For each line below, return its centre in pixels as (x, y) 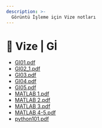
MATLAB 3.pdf (32, 106)
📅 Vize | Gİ (32, 46)
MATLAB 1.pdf (32, 94)
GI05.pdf (25, 88)
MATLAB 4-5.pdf (35, 113)
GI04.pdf (25, 81)
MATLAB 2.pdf (32, 100)
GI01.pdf (25, 63)
